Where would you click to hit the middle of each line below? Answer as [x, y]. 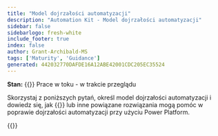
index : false [26, 45]
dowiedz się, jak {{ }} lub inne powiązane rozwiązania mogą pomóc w [105, 104]
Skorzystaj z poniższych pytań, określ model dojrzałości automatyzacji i [109, 98]
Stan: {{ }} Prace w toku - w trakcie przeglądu [72, 84]
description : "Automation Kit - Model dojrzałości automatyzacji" [105, 20]
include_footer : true [38, 39]
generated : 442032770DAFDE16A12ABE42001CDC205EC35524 [86, 65]
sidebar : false [29, 26]
